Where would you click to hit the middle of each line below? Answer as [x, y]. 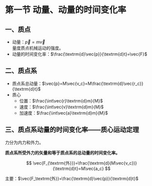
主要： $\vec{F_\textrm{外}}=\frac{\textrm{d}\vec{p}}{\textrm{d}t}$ [72, 178]
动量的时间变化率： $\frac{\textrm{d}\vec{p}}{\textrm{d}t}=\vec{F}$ [79, 54]
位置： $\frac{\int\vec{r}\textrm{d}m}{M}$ [61, 101]
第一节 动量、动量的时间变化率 [66, 10]
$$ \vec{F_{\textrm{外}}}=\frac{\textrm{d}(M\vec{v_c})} [82, 163]
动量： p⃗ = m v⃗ [28, 42]
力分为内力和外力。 [24, 142]
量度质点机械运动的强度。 [38, 48]
